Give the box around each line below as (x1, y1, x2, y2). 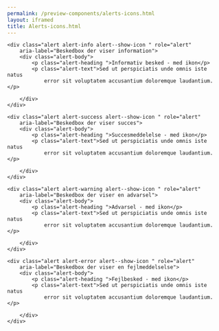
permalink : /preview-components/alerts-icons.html (7, 10, 155, 17)
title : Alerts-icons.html (7, 23, 81, 30)
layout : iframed (7, 16, 54, 23)
